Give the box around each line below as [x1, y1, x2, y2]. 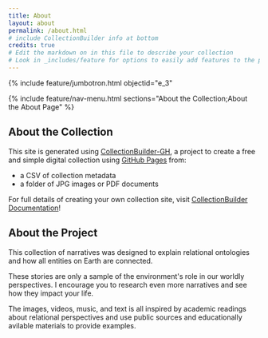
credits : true [8, 42, 56, 50]
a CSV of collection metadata [19, 170, 116, 180]
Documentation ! [8, 203, 61, 213]
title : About [8, 11, 52, 20]
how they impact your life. [8, 288, 94, 298]
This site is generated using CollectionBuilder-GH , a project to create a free [8, 146, 256, 156]
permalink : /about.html [8, 26, 88, 34]
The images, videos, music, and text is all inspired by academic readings [8, 304, 247, 313]
